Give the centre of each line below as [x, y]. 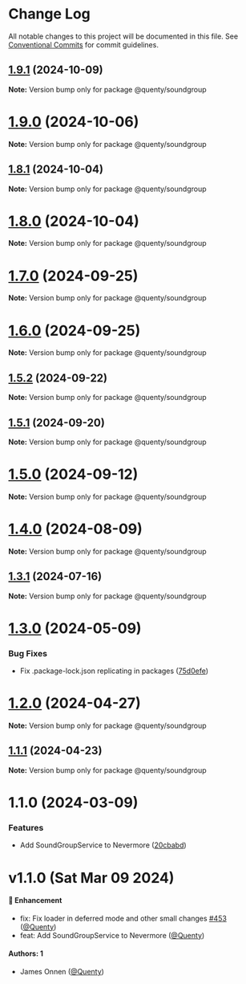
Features [26, 827]
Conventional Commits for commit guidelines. [83, 44]
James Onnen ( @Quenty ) [62, 971]
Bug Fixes [28, 653]
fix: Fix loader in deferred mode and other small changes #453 [123, 918]
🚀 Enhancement [35, 900]
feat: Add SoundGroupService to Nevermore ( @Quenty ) [112, 935]
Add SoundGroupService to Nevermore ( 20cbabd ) [103, 845]
